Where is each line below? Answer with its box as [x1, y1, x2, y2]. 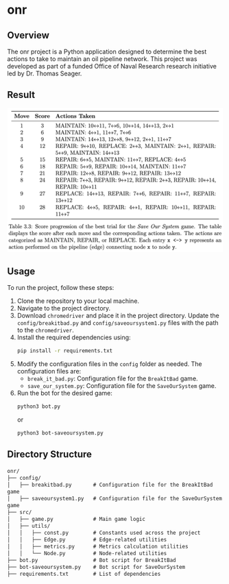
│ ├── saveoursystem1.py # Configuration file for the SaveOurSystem [7, 495, 223, 502]
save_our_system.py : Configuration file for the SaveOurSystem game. [27, 382, 217, 390]
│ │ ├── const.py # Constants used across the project [7, 529, 201, 536]
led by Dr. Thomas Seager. [7, 69, 82, 77]
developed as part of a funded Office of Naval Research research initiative [7, 62, 217, 70]
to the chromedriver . [16, 326, 74, 334]
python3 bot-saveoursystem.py [16, 430, 104, 437]
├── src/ [7, 509, 32, 515]
